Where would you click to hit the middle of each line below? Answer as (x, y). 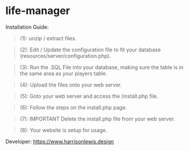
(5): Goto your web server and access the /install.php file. (89, 96)
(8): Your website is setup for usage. (63, 130)
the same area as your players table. (63, 73)
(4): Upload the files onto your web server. (71, 85)
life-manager (38, 11)
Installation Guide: (27, 27)
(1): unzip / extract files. (48, 38)
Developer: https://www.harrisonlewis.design (60, 141)
